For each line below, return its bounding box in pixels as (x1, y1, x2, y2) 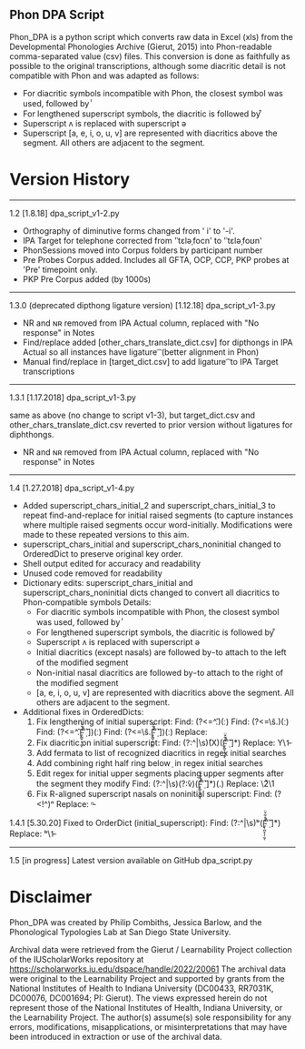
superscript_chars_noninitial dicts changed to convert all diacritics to (22, 587, 280, 598)
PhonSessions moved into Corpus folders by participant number (22, 245, 263, 256)
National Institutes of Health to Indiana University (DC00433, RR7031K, (9, 983, 274, 994)
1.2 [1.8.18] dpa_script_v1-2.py (9, 207, 120, 218)
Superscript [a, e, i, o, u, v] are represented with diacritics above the (22, 127, 279, 138)
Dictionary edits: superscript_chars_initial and (22, 577, 193, 588)
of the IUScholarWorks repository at (9, 953, 144, 964)
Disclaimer (9, 886, 93, 907)
